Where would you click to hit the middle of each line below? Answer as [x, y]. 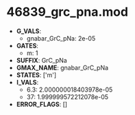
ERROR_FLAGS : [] [42, 104]
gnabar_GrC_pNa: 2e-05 [61, 38]
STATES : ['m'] [36, 75]
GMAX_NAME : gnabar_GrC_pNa [62, 67]
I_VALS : [27, 82]
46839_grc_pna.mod [67, 12]
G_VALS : [29, 31]
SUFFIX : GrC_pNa [42, 60]
